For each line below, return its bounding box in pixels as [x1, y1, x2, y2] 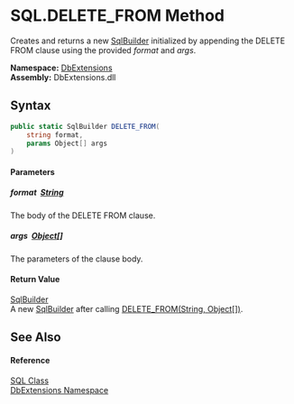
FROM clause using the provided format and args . [10, 44, 197, 55]
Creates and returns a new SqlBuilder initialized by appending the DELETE [10, 35, 286, 46]
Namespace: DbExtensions [10, 62, 113, 73]
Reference [10, 354, 51, 365]
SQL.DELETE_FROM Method [10, 5, 225, 26]
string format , [26, 130, 84, 140]
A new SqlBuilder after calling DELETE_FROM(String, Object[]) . [10, 303, 243, 314]
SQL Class [10, 375, 49, 386]
